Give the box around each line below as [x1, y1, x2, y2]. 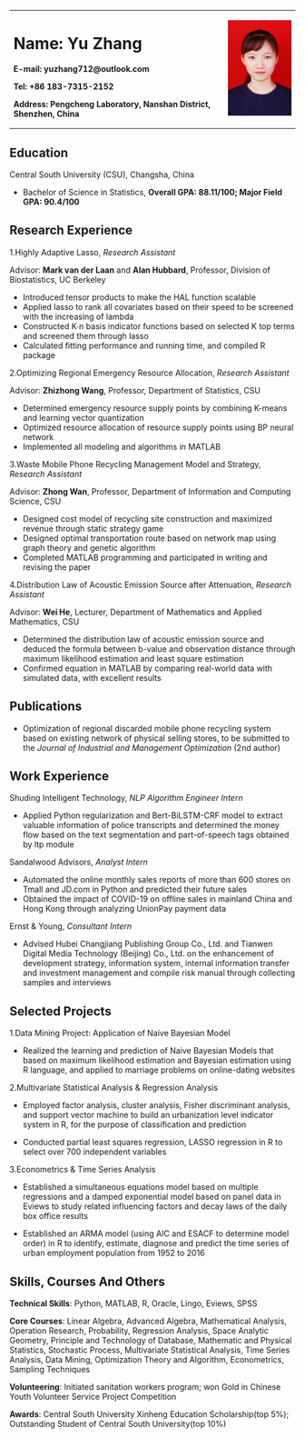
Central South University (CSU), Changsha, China [9, 169, 195, 180]
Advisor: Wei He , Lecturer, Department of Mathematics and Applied [9, 606, 262, 617]
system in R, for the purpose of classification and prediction [22, 1119, 247, 1130]
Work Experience [9, 769, 110, 784]
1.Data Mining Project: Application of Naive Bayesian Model [9, 1028, 231, 1039]
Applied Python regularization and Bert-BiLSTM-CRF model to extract [22, 810, 283, 821]
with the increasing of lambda [22, 311, 134, 322]
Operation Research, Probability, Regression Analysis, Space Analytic [9, 1325, 270, 1336]
